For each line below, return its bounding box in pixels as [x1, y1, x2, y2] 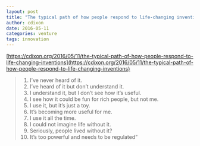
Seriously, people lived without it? [29, 127, 112, 134]
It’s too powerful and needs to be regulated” [29, 134, 138, 140]
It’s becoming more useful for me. [29, 108, 112, 115]
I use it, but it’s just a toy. [29, 102, 90, 109]
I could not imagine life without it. [29, 121, 111, 128]
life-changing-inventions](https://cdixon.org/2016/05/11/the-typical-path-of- [6, 59, 194, 66]
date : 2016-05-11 [6, 25, 49, 31]
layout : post [6, 8, 39, 15]
